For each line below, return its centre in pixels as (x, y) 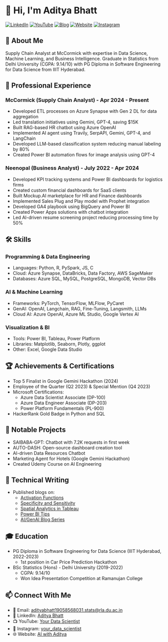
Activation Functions (42, 498)
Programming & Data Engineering (48, 257)
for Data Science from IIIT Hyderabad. (45, 69)
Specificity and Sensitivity (48, 503)
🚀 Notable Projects (36, 430)
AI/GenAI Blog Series (43, 520)
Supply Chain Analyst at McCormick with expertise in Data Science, (77, 53)
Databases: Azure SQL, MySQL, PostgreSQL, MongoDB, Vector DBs (84, 279)
